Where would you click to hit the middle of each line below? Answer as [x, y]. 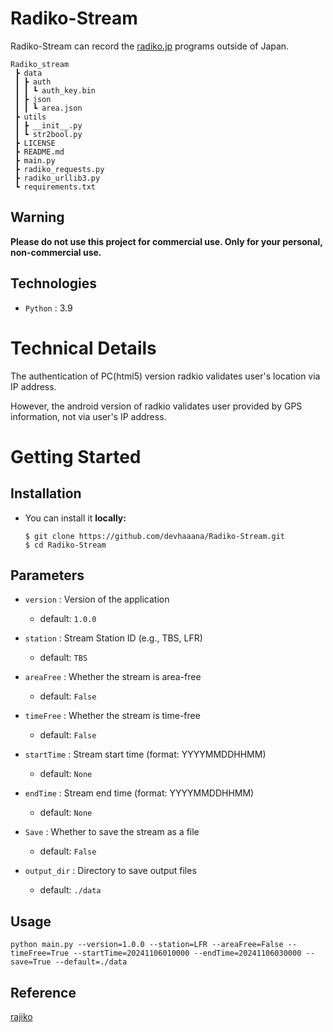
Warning [37, 217]
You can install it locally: [75, 518]
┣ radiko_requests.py [59, 169]
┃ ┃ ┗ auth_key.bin [55, 90]
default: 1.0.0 [68, 619]
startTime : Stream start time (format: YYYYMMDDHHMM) [145, 754]
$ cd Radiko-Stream [65, 545]
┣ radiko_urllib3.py [57, 178]
